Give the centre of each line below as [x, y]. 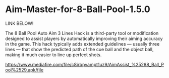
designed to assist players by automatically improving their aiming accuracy [84, 38]
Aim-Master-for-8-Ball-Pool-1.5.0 [78, 9]
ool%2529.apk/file [24, 70]
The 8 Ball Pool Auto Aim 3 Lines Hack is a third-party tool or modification [82, 33]
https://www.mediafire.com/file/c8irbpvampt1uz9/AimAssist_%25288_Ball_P [84, 64]
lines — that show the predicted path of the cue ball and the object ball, [79, 49]
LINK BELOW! [19, 23]
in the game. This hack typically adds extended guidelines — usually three [82, 44]
